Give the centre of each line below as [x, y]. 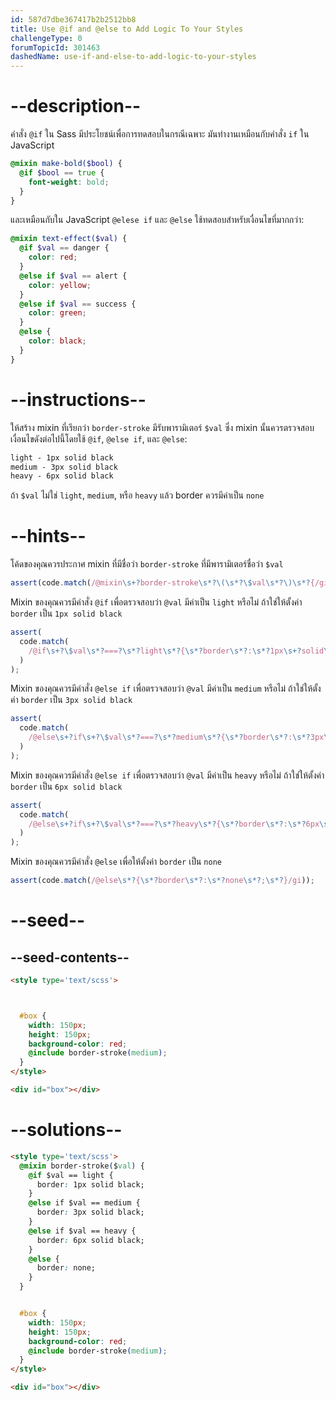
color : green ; [57, 313]
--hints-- [48, 536]
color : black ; [57, 341]
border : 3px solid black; [90, 1212]
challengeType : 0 [46, 38]
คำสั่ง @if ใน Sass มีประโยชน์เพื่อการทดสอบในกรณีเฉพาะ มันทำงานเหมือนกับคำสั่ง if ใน [160, 134]
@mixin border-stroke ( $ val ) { [82, 1166]
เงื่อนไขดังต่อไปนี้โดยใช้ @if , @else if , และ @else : [99, 438]
